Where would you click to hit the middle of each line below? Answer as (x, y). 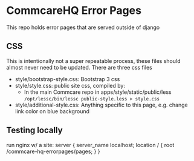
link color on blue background (52, 111)
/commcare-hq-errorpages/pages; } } (53, 151)
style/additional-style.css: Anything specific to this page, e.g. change (102, 105)
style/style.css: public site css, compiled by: (70, 85)
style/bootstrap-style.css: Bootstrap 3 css (67, 79)
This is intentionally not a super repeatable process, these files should (93, 61)
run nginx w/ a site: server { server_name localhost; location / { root (90, 145)
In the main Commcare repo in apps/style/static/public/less (98, 92)
